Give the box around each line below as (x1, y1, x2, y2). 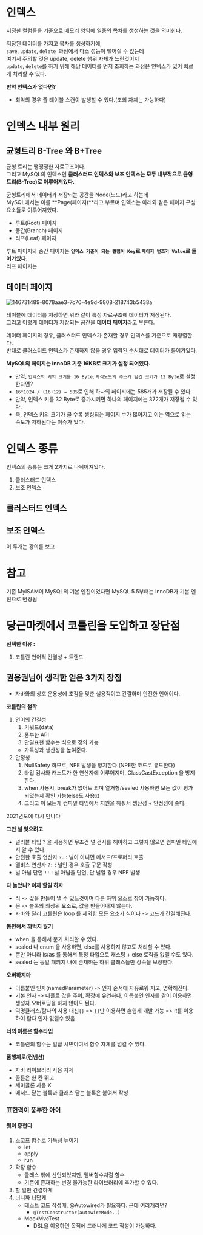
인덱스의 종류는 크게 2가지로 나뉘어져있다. (6, 463, 105, 470)
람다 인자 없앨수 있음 (26, 1014, 76, 1022)
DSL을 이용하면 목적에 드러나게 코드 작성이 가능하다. (33, 1222, 157, 1229)
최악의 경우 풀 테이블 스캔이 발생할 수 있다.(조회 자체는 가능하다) (15, 95, 167, 103)
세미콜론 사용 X (15, 1081, 52, 1088)
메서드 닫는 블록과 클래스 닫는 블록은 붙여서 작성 (15, 1089, 128, 1096)
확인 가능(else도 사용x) (45, 792, 100, 799)
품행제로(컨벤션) (6, 1053, 45, 1060)
